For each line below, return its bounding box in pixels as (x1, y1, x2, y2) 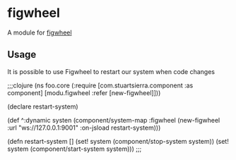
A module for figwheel (7, 28, 72, 37)
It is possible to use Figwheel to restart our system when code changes (7, 67, 216, 75)
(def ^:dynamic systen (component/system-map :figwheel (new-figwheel (7, 116, 220, 124)
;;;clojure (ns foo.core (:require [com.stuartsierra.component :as (7, 81, 194, 90)
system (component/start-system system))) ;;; (7, 144, 142, 153)
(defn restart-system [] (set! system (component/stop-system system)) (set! (7, 137, 230, 145)
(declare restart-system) (7, 102, 79, 111)
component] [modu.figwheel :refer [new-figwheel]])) (7, 88, 161, 97)
